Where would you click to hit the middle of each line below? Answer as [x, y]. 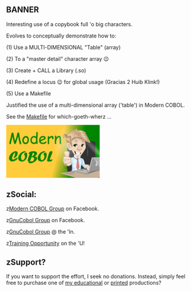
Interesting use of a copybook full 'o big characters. [69, 24]
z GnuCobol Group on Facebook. [45, 220]
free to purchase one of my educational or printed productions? [84, 283]
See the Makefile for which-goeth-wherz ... [59, 116]
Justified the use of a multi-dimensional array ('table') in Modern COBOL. [95, 105]
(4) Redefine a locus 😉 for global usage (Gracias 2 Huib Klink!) [83, 82]
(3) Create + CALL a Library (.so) [46, 70]
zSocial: [21, 194]
